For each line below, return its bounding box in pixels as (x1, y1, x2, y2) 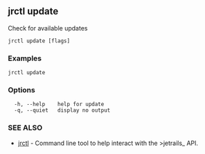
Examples (8, 53, 42, 63)
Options (8, 85, 35, 95)
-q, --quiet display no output (14, 107, 111, 114)
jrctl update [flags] (8, 37, 71, 44)
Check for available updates (8, 24, 88, 32)
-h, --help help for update (14, 101, 105, 108)
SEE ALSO (8, 123, 43, 132)
